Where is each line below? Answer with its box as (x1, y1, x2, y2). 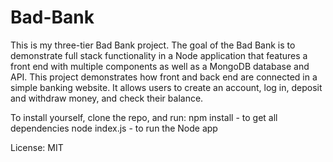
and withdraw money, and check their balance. (10, 92, 204, 104)
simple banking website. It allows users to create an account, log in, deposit (10, 81, 323, 93)
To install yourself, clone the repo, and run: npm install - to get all (10, 111, 278, 123)
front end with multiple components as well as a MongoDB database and (10, 60, 310, 72)
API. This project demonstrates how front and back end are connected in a (10, 71, 318, 83)
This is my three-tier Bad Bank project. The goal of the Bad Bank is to (10, 39, 296, 51)
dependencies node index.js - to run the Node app (10, 122, 218, 134)
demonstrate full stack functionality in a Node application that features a (10, 49, 308, 61)
